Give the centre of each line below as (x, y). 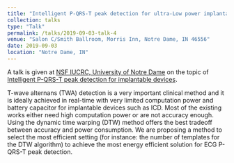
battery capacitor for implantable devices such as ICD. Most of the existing (114, 108)
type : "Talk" (26, 26)
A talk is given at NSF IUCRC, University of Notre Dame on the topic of (108, 72)
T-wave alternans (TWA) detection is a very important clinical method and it (116, 93)
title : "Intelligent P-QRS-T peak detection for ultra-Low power (104, 14)
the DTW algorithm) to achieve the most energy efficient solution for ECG (112, 144)
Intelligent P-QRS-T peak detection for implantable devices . (92, 79)
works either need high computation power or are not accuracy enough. (110, 114)
